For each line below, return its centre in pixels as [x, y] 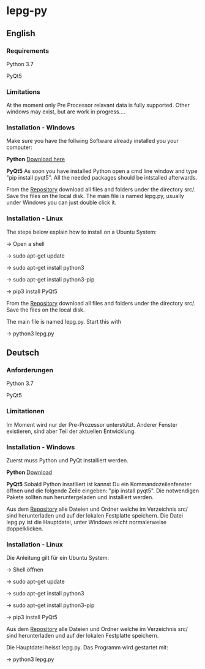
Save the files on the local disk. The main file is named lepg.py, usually [95, 196]
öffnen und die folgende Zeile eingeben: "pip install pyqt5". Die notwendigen [103, 491]
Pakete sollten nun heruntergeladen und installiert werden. [80, 497]
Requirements [28, 51]
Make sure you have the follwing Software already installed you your [93, 141]
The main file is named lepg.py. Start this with [64, 321]
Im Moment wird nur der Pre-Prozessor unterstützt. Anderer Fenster [92, 424]
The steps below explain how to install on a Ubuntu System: [82, 232]
